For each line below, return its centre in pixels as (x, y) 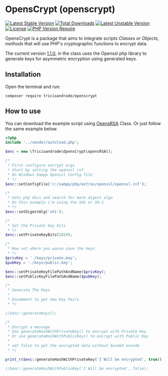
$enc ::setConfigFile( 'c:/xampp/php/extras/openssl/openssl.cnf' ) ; (76, 184)
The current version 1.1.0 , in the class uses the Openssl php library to (76, 53)
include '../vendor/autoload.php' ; (42, 143)
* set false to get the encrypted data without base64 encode (73, 346)
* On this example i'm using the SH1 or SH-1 (55, 203)
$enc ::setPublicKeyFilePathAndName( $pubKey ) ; (53, 276)
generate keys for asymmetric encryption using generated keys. (71, 58)
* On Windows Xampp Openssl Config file (50, 174)
